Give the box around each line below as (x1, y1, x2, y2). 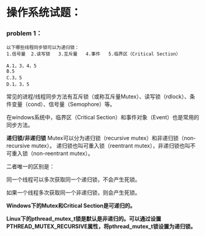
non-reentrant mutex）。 (32, 150, 94, 157)
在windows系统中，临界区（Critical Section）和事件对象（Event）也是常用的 (6, 114, 199, 121)
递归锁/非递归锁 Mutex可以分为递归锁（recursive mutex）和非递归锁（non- (6, 135, 196, 142)
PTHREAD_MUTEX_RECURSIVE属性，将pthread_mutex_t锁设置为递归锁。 (6, 222, 196, 230)
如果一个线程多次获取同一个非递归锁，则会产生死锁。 (6, 189, 141, 197)
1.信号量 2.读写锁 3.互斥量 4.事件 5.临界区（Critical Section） (6, 51, 181, 57)
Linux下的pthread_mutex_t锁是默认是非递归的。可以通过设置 (6, 215, 162, 222)
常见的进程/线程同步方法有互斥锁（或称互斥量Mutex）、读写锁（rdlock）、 (6, 93, 190, 100)
